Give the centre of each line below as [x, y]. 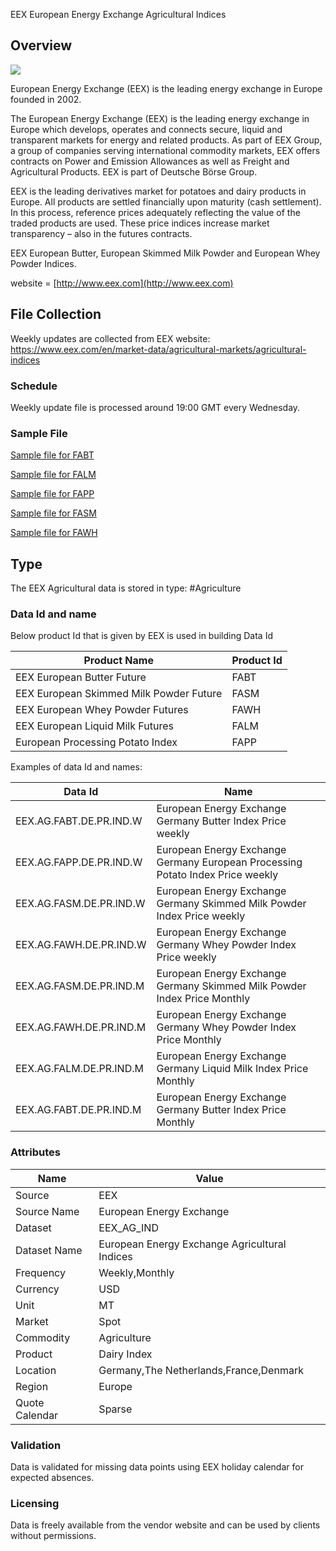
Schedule [34, 386]
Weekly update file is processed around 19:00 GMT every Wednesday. [155, 407]
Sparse [115, 1409]
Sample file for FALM [53, 475]
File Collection [56, 314]
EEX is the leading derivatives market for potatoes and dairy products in [158, 191]
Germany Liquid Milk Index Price [232, 1069]
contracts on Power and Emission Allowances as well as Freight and [150, 161]
